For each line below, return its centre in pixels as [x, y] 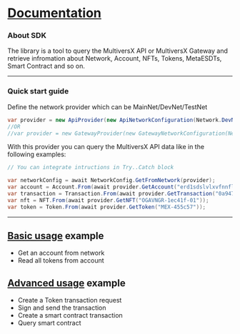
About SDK [27, 36]
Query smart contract [49, 323]
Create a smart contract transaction [70, 315]
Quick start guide [38, 91]
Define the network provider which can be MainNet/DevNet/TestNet [107, 107]
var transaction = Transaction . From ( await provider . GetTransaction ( [111, 194]
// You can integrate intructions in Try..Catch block [91, 168]
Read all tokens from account [61, 260]
